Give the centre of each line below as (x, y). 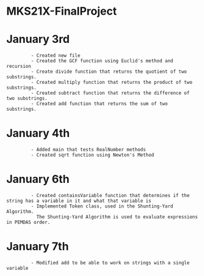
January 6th (38, 179)
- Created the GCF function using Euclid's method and (102, 61)
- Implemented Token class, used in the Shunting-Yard (102, 206)
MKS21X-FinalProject (62, 11)
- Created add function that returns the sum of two (99, 104)
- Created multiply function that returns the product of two (111, 83)
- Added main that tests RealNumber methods (89, 150)
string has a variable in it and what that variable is (79, 201)
